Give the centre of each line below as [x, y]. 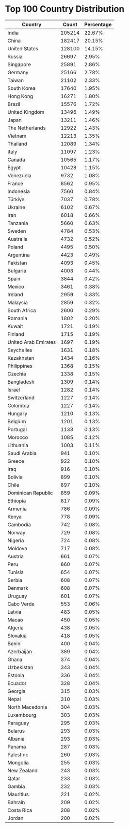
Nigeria [16, 540]
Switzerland [21, 397]
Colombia [18, 405]
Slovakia [17, 636]
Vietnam [17, 136]
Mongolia [18, 763]
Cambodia [19, 524]
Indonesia [19, 191]
